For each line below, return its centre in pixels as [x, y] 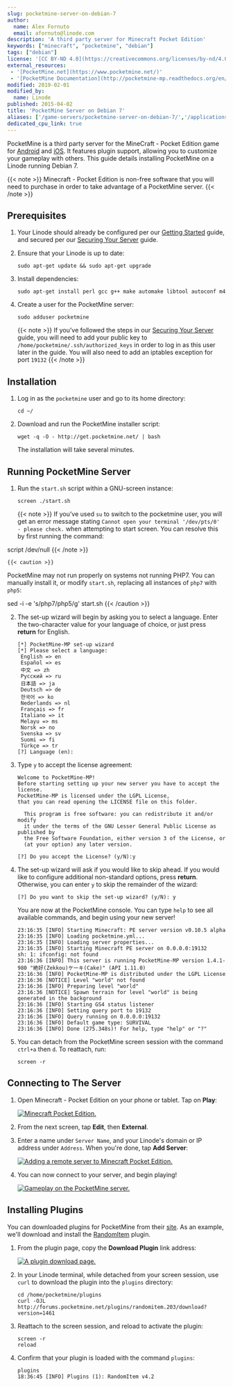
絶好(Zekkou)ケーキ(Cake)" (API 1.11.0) [89, 968]
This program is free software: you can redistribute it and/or [119, 814]
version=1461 [36, 1313]
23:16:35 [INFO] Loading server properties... [86, 942]
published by [36, 832]
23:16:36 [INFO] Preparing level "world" [78, 986]
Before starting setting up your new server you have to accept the [118, 783]
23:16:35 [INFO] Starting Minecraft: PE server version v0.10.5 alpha [121, 930]
